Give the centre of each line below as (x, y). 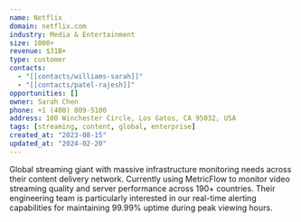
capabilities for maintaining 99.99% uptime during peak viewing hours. (141, 208)
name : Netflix (36, 18)
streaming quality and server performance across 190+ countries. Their (142, 188)
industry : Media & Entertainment (72, 34)
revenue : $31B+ (38, 51)
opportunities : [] (44, 93)
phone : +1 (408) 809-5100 (58, 110)
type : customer (38, 60)
